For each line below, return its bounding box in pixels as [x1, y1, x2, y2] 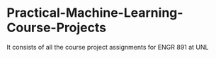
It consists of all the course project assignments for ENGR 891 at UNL [6, 43, 209, 51]
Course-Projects [6, 20, 107, 36]
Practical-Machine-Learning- [6, 5, 183, 21]
